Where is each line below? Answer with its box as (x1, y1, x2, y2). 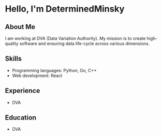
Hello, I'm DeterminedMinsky (5, 3, 125, 15)
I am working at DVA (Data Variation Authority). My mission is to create (5, 35, 146, 41)
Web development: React (12, 73, 62, 78)
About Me (5, 23, 35, 31)
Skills (5, 55, 22, 63)
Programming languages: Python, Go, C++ (12, 67, 97, 73)
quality (5, 41, 19, 46)
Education (5, 114, 37, 122)
